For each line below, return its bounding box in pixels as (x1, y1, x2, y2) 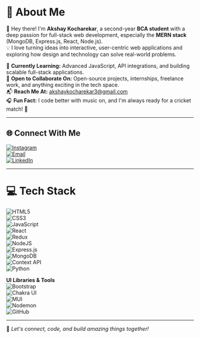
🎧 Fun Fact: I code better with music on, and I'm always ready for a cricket (6, 96, 192, 104)
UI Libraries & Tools (6, 276, 55, 283)
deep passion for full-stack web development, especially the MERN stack (6, 31, 187, 38)
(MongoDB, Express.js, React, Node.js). (6, 37, 103, 45)
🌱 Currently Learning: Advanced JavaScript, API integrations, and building (6, 62, 190, 69)
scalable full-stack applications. (6, 68, 85, 76)
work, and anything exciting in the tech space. (6, 81, 120, 88)
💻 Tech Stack (6, 184, 76, 198)
